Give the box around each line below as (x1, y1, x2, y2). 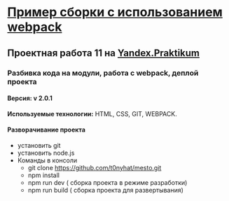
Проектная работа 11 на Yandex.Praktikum (7, 47, 200, 59)
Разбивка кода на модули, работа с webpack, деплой (7, 68, 199, 78)
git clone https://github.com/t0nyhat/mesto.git (27, 163, 162, 172)
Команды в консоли (17, 155, 78, 165)
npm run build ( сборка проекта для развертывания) (27, 186, 184, 194)
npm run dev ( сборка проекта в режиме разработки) (27, 178, 188, 186)
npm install (27, 171, 60, 179)
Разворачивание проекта (7, 125, 86, 134)
